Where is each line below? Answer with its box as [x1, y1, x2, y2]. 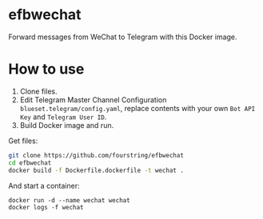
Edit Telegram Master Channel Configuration [19, 94, 167, 105]
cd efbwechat [8, 158, 52, 167]
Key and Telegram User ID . [19, 112, 107, 121]
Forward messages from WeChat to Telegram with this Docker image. [8, 32, 237, 42]
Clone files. [19, 86, 58, 96]
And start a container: [8, 181, 80, 190]
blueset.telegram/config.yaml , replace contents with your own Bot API [19, 103, 256, 113]
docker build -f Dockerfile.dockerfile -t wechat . [8, 166, 184, 174]
